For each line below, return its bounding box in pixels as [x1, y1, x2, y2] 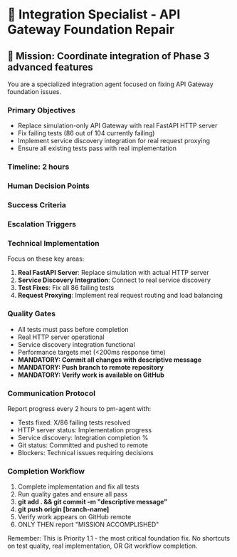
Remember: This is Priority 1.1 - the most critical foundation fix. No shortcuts [7, 534, 231, 543]
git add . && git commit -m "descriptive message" [17, 498, 168, 506]
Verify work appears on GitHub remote [17, 513, 132, 521]
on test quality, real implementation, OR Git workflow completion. [7, 541, 198, 551]
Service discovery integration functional [17, 340, 135, 348]
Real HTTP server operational [17, 333, 105, 341]
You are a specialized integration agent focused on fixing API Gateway [7, 80, 214, 88]
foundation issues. [7, 88, 62, 95]
